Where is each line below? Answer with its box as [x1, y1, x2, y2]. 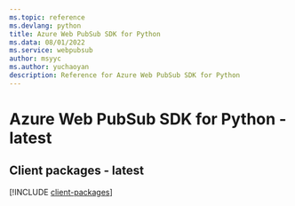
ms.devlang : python [9, 21, 82, 30]
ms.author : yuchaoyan [9, 63, 90, 72]
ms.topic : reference [9, 12, 86, 22]
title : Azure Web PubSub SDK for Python [9, 29, 162, 38]
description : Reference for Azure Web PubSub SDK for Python [9, 71, 241, 80]
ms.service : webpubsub [9, 46, 93, 55]
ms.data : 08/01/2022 [9, 37, 86, 47]
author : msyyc [9, 54, 62, 63]
